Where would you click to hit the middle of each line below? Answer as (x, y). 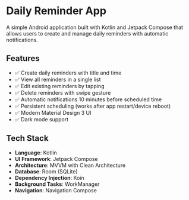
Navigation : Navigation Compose (56, 190)
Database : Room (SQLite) (46, 171)
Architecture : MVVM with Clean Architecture (70, 165)
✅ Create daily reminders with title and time (68, 73)
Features (23, 58)
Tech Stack (27, 138)
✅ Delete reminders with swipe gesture (63, 92)
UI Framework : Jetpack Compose (56, 159)
